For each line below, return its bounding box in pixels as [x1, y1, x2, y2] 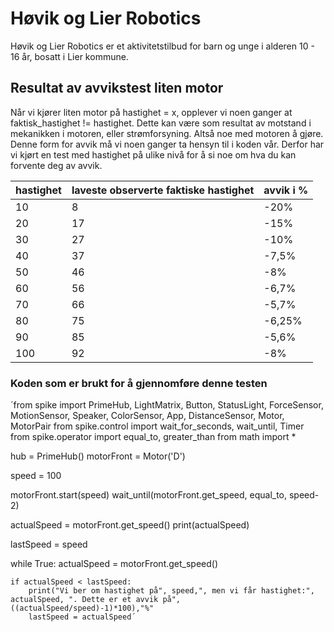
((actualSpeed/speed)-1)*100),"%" [10, 603, 155, 614]
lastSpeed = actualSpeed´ [28, 612, 137, 622]
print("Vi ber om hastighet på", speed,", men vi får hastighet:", [28, 586, 315, 596]
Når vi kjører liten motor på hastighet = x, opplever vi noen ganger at [10, 106, 293, 118]
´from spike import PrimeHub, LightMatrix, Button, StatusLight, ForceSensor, [10, 399, 324, 411]
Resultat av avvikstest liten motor [10, 80, 224, 97]
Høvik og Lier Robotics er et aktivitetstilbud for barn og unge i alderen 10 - [10, 40, 315, 52]
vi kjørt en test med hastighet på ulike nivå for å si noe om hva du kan [10, 148, 297, 161]
